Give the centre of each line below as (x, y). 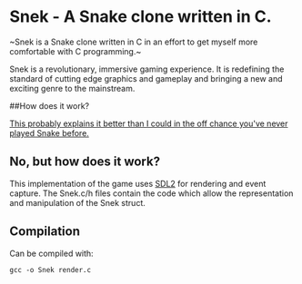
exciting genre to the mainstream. (72, 88)
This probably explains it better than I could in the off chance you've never (149, 123)
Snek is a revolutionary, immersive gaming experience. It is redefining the (147, 69)
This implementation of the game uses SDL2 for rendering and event (138, 183)
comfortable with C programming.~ (75, 51)
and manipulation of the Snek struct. (77, 202)
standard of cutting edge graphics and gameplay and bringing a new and (146, 78)
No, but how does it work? (85, 162)
